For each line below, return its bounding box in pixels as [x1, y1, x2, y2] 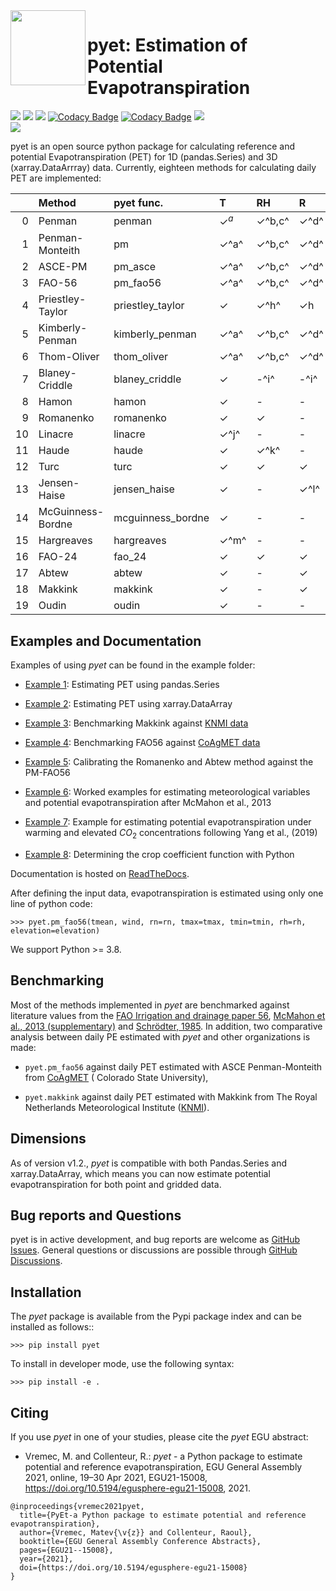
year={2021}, [19, 1554, 74, 1564]
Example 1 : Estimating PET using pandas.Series [24, 679, 220, 691]
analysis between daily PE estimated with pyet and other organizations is [10, 1030, 311, 1043]
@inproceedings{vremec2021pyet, [10, 1501, 145, 1511]
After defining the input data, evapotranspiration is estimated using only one [10, 887, 324, 899]
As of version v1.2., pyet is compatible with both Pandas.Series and [10, 1157, 288, 1169]
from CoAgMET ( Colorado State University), [24, 1071, 209, 1083]
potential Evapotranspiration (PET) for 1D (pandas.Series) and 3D [10, 150, 278, 163]
